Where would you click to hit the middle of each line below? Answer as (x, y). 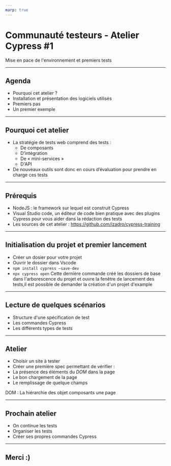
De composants (37, 148)
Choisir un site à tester (36, 361)
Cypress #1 (30, 46)
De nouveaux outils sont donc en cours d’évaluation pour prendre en (84, 170)
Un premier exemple (34, 109)
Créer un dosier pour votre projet (47, 257)
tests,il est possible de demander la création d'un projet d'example (82, 284)
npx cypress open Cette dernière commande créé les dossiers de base (87, 273)
